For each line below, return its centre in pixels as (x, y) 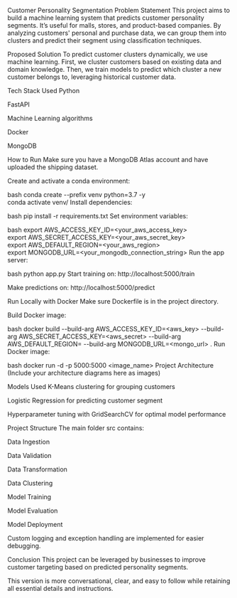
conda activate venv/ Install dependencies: (70, 202)
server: (18, 260)
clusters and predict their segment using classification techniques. (105, 41)
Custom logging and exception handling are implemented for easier (106, 538)
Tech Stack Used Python (44, 91)
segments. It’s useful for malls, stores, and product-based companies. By (114, 25)
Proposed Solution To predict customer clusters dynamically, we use (108, 54)
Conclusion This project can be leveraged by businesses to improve (106, 560)
